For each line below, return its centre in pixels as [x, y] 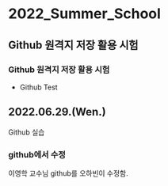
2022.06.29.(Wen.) [57, 112]
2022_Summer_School [84, 14]
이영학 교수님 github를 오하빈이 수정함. [68, 173]
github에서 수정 [37, 154]
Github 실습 [27, 132]
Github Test [38, 87]
